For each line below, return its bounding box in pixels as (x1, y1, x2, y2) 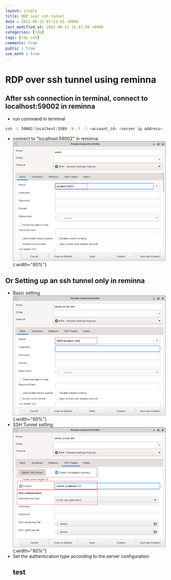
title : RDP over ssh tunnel (5, 13, 65, 19)
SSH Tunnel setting (12, 421, 53, 428)
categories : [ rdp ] (5, 30, 44, 35)
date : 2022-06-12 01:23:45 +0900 (5, 19, 79, 24)
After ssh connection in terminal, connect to (5, 94, 148, 103)
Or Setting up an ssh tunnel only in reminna (5, 276, 145, 285)
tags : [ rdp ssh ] (5, 35, 40, 40)
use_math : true (5, 51, 40, 56)
